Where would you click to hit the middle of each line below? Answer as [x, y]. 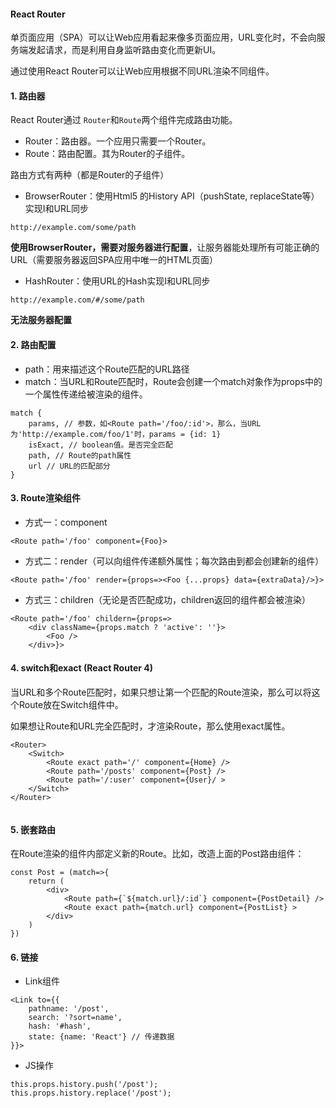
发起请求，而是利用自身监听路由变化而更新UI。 [124, 50]
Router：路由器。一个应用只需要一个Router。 [118, 141]
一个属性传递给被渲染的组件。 [86, 394]
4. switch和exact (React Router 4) [81, 668]
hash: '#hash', [60, 1026]
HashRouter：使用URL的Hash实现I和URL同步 [117, 281]
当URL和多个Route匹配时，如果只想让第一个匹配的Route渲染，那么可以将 [161, 692]
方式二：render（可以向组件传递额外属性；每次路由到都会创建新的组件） [174, 561]
